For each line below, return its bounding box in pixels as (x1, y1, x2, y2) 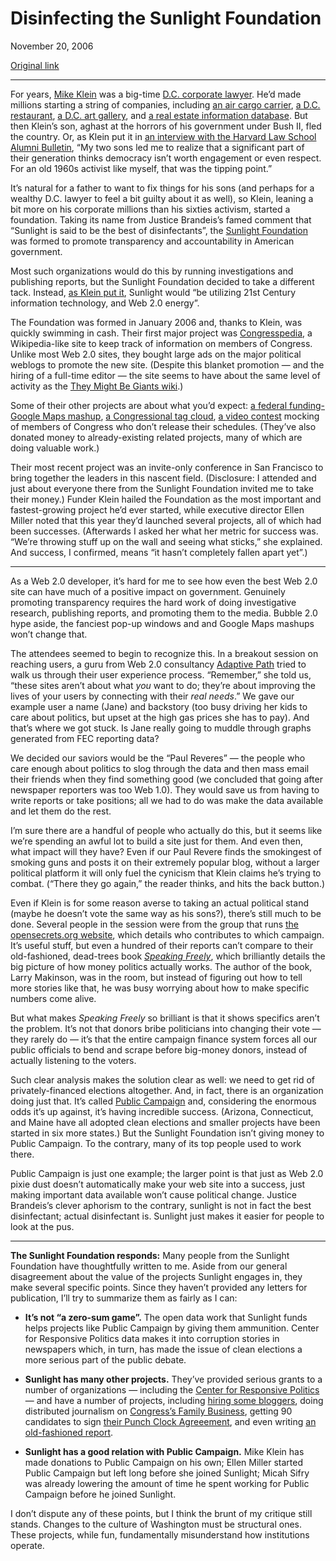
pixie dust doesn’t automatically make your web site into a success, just (10, 1178, 306, 1190)
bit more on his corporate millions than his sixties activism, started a (10, 203, 291, 215)
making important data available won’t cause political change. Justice (10, 1188, 297, 1201)
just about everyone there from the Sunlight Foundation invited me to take (10, 482, 314, 494)
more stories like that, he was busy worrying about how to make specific (10, 982, 310, 994)
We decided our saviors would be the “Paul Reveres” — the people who (10, 752, 306, 764)
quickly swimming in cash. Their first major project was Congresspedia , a (10, 327, 313, 339)
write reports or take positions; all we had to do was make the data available (10, 794, 324, 806)
